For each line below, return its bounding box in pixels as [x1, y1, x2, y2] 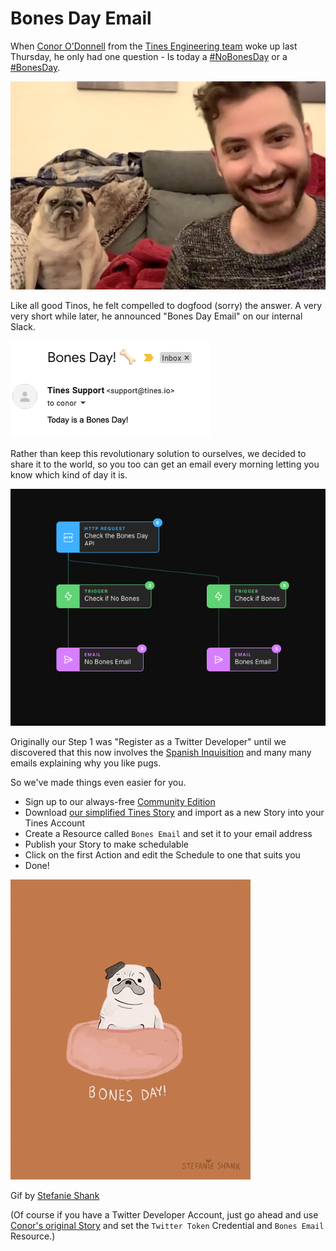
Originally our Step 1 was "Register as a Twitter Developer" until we [10, 736, 287, 748]
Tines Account [24, 817, 86, 829]
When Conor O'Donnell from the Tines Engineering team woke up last [10, 40, 298, 52]
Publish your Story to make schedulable [24, 838, 189, 851]
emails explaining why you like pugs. [10, 757, 162, 769]
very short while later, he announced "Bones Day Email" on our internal [10, 310, 303, 322]
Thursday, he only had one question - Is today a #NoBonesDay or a [10, 50, 288, 62]
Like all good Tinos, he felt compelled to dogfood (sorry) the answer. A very [10, 300, 323, 312]
